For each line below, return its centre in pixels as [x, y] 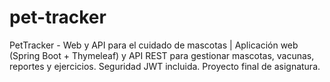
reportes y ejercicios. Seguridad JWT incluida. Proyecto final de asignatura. [165, 66]
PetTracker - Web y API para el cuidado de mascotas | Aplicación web [154, 45]
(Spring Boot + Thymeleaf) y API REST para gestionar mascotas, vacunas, [162, 55]
